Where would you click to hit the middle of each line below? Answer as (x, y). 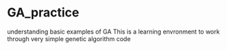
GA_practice (43, 13)
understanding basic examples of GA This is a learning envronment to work (113, 32)
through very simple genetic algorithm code (69, 38)
